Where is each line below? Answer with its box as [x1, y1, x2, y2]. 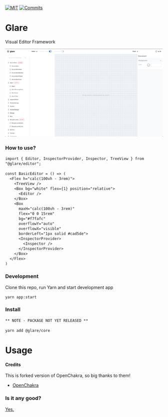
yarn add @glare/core [5, 328, 50, 333]
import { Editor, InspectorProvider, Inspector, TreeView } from [5, 156, 144, 161]
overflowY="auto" [18, 221, 55, 226]
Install [5, 306, 21, 313]
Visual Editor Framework [5, 38, 56, 44]
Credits [5, 361, 21, 367]
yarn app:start [5, 294, 37, 299]
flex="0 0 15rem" [18, 211, 55, 216]
